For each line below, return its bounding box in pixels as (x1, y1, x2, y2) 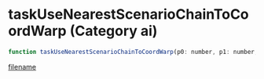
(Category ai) (69, 22, 158, 40)
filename (8, 62, 37, 71)
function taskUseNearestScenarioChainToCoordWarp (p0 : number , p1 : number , (8, 48, 258, 56)
